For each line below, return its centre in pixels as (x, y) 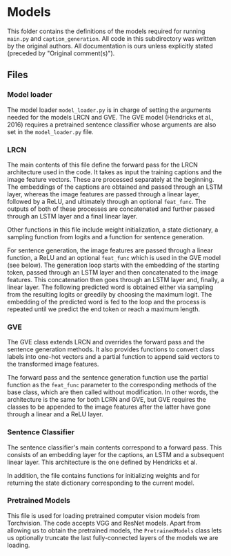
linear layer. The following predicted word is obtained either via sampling (110, 287)
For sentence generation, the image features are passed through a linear (110, 250)
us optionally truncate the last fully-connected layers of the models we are (113, 537)
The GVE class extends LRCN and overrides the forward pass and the (106, 342)
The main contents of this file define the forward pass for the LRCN (102, 165)
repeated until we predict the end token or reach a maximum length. (103, 309)
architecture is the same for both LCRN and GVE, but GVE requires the (107, 400)
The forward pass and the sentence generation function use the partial (108, 378)
